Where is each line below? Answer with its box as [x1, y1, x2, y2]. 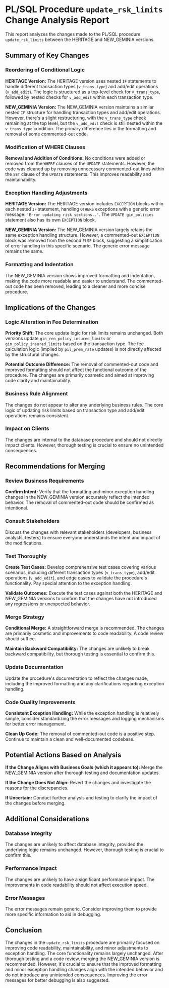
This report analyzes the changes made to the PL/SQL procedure [5, 31, 141, 37]
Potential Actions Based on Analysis [5, 751, 122, 759]
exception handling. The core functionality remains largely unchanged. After [5, 950, 163, 956]
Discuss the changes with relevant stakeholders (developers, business [5, 529, 152, 535]
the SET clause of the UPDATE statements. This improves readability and [5, 171, 151, 177]
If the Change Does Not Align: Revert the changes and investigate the [5, 779, 151, 785]
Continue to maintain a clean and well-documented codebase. [5, 736, 135, 742]
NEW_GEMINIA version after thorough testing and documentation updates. [5, 770, 160, 776]
